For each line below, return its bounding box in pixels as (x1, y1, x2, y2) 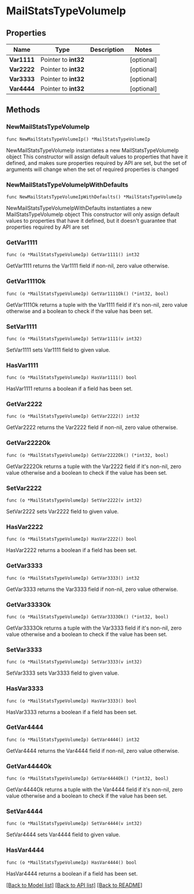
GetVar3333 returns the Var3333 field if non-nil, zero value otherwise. (6, 585, 179, 593)
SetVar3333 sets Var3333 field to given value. (6, 669, 120, 677)
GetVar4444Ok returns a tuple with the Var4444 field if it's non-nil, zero (6, 786, 183, 793)
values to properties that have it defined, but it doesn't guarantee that (6, 217, 177, 224)
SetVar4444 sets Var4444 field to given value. (6, 831, 121, 838)
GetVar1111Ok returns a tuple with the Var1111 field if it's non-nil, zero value (6, 301, 188, 308)
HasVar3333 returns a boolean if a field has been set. (6, 708, 137, 715)
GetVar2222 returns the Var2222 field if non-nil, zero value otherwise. (6, 424, 178, 431)
